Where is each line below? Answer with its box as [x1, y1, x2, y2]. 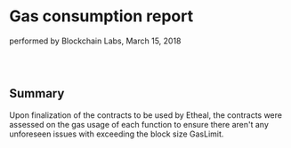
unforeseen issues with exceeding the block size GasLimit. [9, 129, 224, 139]
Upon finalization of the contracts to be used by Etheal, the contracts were [9, 109, 283, 121]
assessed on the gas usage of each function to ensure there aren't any [9, 119, 270, 129]
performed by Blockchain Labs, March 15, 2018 [9, 35, 182, 46]
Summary [9, 86, 65, 101]
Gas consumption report [9, 6, 194, 27]
